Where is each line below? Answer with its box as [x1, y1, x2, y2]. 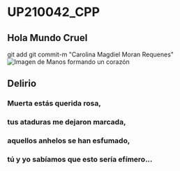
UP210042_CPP [7, 4, 100, 20]
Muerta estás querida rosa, [7, 99, 101, 108]
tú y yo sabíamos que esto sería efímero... [7, 154, 153, 164]
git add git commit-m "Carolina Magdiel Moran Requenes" [7, 50, 174, 58]
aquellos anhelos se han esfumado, [7, 136, 130, 146]
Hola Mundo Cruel [7, 32, 88, 44]
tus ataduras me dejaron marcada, [7, 117, 126, 127]
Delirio [7, 78, 37, 90]
